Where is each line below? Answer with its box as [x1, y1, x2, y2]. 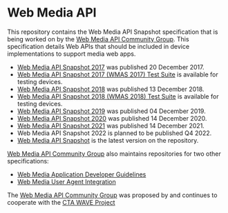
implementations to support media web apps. [7, 50, 136, 58]
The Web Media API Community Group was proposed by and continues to [7, 191, 218, 199]
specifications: [7, 156, 50, 165]
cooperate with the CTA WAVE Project [7, 198, 115, 206]
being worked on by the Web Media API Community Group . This [7, 34, 189, 43]
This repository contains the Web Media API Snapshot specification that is [7, 28, 218, 36]
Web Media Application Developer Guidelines [17, 170, 146, 179]
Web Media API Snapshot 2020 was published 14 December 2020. [17, 114, 207, 122]
